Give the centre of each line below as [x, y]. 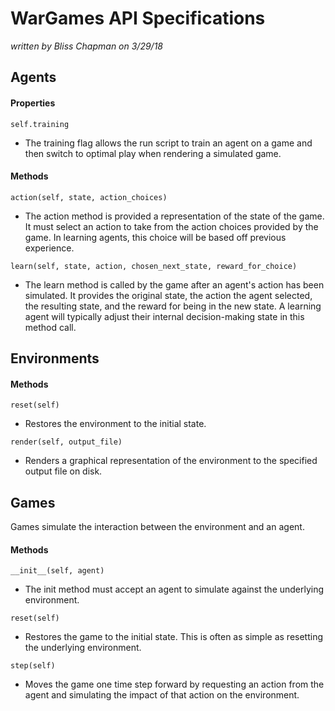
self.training [40, 124]
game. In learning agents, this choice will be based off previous [155, 237]
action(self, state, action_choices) [89, 197]
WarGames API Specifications [138, 18]
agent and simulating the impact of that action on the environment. [162, 695]
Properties [33, 103]
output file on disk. [63, 471]
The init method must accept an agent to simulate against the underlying [174, 589]
